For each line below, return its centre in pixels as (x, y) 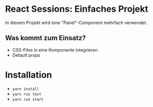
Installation (29, 75)
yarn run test (27, 94)
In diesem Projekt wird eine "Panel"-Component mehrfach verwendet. (76, 23)
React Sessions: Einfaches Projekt (77, 9)
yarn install (26, 89)
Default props (26, 55)
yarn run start (28, 99)
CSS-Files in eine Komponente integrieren (55, 50)
